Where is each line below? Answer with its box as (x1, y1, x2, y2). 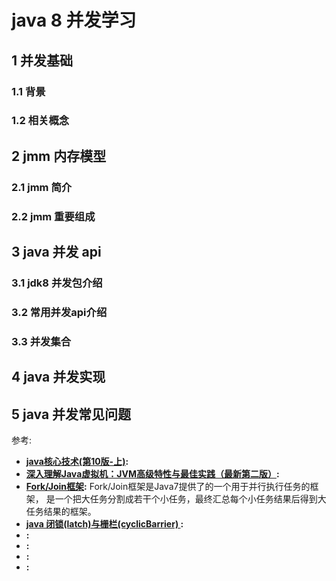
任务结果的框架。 (25, 506, 97, 518)
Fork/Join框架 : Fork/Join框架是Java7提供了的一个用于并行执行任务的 (25, 481, 311, 493)
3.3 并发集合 (11, 334, 72, 348)
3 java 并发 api (11, 244, 102, 261)
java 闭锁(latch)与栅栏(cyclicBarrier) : (25, 518, 184, 530)
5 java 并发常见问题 (11, 406, 132, 423)
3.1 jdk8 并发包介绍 (11, 276, 103, 290)
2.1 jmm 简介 (11, 180, 73, 194)
